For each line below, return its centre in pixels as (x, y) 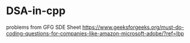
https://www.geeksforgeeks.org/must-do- (133, 27)
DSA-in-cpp (36, 11)
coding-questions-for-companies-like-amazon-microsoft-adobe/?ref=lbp (95, 33)
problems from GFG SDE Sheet (44, 27)
